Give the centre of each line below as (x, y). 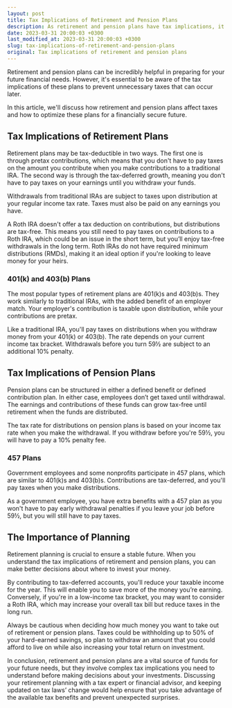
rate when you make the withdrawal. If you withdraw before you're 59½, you (116, 433)
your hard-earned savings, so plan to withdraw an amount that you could (111, 639)
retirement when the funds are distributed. (68, 412)
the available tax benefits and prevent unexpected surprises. (93, 697)
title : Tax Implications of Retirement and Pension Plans (92, 20)
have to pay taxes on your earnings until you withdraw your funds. (101, 182)
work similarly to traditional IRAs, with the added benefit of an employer (109, 301)
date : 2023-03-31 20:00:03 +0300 (55, 33)
